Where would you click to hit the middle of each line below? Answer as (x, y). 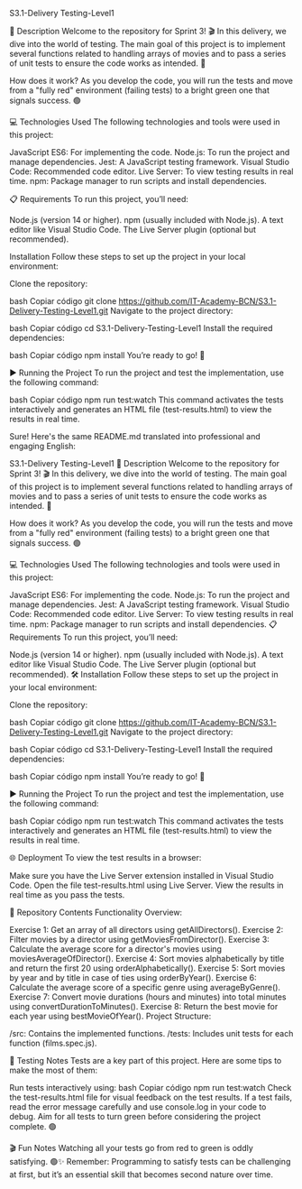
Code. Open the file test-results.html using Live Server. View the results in (146, 885)
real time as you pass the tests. (67, 895)
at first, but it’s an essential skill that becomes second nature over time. (141, 1175)
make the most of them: (53, 1070)
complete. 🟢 (33, 1126)
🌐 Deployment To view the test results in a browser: (105, 857)
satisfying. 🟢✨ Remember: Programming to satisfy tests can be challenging (150, 1161)
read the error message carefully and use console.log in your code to (138, 1107)
